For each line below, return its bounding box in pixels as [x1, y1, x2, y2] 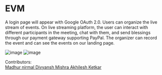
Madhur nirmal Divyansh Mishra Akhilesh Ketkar [5, 64, 101, 70]
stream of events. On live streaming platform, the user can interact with [5, 24, 148, 30]
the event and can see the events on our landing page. [5, 40, 115, 46]
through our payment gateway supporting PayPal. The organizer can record [5, 35, 157, 41]
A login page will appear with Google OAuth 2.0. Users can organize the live [5, 19, 158, 25]
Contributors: [5, 59, 32, 65]
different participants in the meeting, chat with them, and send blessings [5, 29, 151, 35]
